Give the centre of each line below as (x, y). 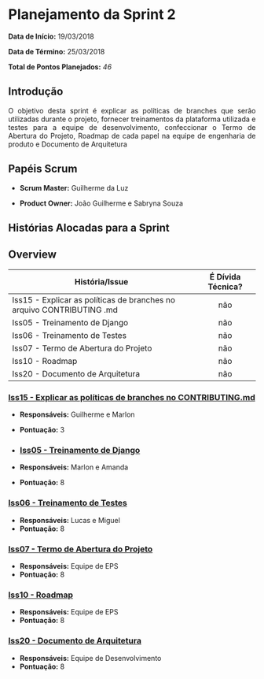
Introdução (36, 92)
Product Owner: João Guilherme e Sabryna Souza (101, 203)
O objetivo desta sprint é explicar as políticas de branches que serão (132, 110)
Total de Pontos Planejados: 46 (60, 67)
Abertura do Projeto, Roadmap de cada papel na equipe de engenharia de (132, 135)
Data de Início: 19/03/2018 (51, 36)
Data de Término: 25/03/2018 (57, 51)
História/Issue (101, 281)
